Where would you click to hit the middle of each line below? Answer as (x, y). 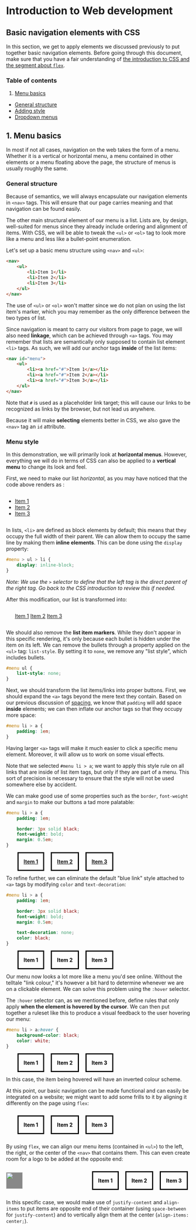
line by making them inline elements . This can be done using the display (94, 542)
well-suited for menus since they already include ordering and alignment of (97, 227)
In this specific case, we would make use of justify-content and (84, 1202)
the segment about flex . (36, 65)
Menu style (23, 442)
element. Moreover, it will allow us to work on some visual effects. (85, 754)
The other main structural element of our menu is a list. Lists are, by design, (97, 220)
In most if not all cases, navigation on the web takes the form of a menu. (93, 150)
